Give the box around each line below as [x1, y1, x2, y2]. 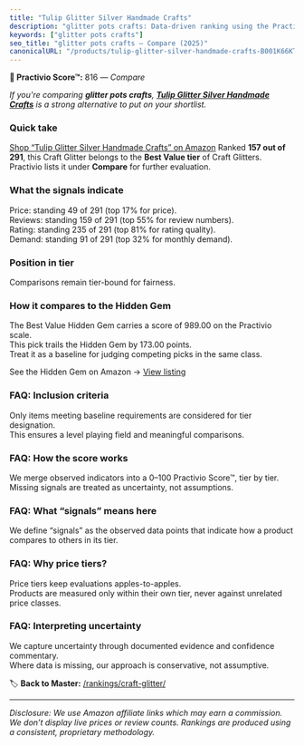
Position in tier [9, 256, 74, 268]
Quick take [9, 121, 58, 134]
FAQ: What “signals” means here [9, 504, 157, 517]
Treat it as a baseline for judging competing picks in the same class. [9, 349, 262, 360]
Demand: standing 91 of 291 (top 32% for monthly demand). [9, 233, 233, 245]
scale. [9, 330, 32, 341]
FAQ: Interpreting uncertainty [9, 620, 142, 633]
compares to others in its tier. [9, 535, 119, 546]
